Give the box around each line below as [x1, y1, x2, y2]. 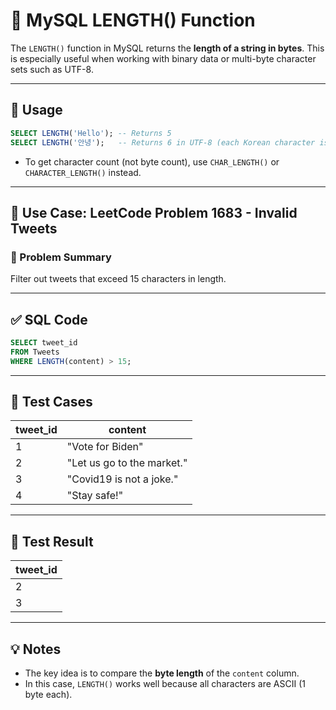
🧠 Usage [10, 102, 63, 119]
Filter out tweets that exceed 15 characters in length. [10, 273, 227, 285]
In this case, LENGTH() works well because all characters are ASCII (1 [24, 678, 306, 690]
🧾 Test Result [10, 533, 94, 550]
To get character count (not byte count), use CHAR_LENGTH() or [24, 155, 280, 168]
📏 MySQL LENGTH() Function [10, 9, 256, 32]
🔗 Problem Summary [10, 250, 112, 264]
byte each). [24, 689, 73, 701]
